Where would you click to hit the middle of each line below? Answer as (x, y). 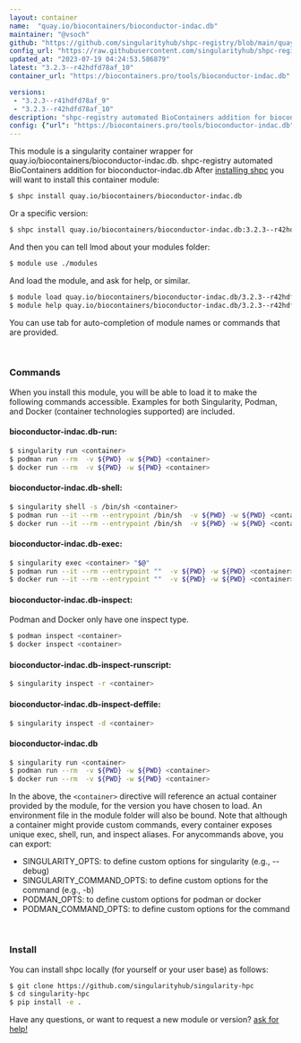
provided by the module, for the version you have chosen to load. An (136, 806)
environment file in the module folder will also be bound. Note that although (149, 815)
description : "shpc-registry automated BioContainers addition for (138, 118)
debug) (36, 871)
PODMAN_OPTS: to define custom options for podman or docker (142, 899)
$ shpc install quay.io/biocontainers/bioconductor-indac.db (126, 197)
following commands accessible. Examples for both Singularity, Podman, (143, 401)
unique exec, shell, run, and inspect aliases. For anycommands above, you (146, 835)
